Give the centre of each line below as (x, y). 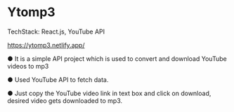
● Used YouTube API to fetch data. (58, 79)
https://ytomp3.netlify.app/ (46, 45)
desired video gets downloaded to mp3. (65, 100)
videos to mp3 (28, 66)
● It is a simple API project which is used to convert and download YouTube (117, 58)
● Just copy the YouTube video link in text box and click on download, (109, 93)
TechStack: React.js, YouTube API (56, 31)
